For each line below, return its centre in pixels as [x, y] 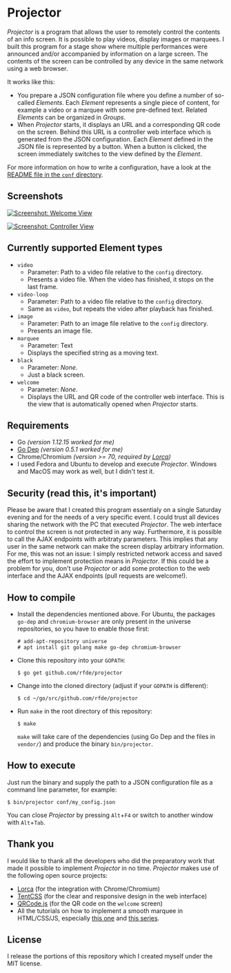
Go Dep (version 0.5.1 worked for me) [70, 449]
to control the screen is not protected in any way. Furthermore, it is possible [114, 532]
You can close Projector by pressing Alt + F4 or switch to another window [110, 815]
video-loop [33, 295]
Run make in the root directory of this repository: [85, 711]
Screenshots [35, 196]
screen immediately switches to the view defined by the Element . [109, 154]
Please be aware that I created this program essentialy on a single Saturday [114, 510]
